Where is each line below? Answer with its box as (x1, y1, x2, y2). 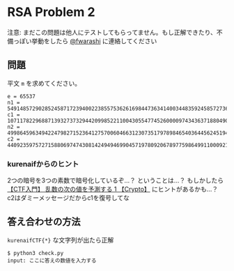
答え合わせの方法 (7, 216, 81, 228)
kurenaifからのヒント (7, 159, 79, 169)
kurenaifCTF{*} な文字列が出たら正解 (7, 235, 114, 244)
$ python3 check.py (7, 249, 64, 256)
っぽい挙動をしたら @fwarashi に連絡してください (13, 36, 157, 45)
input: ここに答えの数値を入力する (7, 257, 97, 264)
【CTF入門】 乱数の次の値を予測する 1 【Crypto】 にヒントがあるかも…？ (7, 185, 219, 194)
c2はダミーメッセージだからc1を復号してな (7, 194, 130, 202)
